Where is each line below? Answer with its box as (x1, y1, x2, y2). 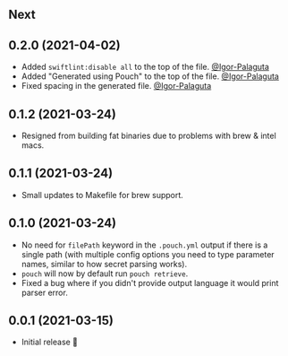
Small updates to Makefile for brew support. (21, 189, 184, 200)
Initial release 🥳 (21, 336, 78, 348)
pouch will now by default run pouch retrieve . (21, 268, 189, 279)
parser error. (21, 287, 68, 298)
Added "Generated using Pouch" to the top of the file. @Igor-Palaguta (21, 71, 279, 82)
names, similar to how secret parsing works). (21, 258, 188, 269)
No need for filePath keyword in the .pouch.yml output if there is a (21, 239, 268, 250)
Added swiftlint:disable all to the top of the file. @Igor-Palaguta (21, 62, 270, 73)
